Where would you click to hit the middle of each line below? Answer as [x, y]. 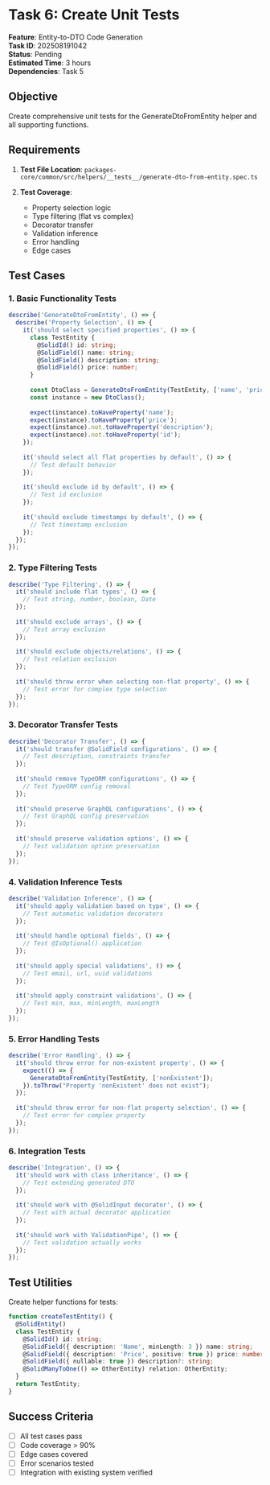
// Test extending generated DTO [79, 1182]
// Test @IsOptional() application [82, 943]
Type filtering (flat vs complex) [83, 216]
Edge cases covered [54, 1454]
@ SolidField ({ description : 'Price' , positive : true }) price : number [143, 1354]
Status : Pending [35, 54]
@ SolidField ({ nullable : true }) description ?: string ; [119, 1362]
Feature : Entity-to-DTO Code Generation [76, 37]
